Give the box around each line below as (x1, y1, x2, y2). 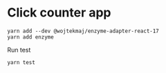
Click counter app (7, 5, 111, 21)
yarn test (7, 59, 36, 66)
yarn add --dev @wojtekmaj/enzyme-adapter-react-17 (7, 28, 159, 34)
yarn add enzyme (7, 33, 54, 41)
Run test (7, 45, 31, 54)
